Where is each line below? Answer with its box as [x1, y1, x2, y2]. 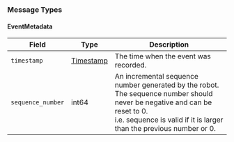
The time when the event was [114, 52, 211, 61]
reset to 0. [114, 106, 148, 116]
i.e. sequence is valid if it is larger [114, 115, 224, 125]
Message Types [7, 5, 63, 15]
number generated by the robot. [114, 80, 219, 90]
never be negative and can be [114, 97, 212, 107]
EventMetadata [7, 22, 53, 31]
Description [149, 40, 189, 49]
